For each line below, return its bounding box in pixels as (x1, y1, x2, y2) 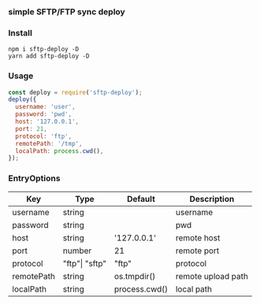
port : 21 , (15, 125, 47, 132)
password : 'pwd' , (15, 110, 72, 118)
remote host (175, 232, 221, 243)
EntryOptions (8, 173, 61, 184)
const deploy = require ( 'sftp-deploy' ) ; (8, 88, 143, 96)
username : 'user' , (15, 103, 76, 111)
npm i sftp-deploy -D (8, 46, 80, 54)
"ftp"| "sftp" (62, 258, 107, 269)
